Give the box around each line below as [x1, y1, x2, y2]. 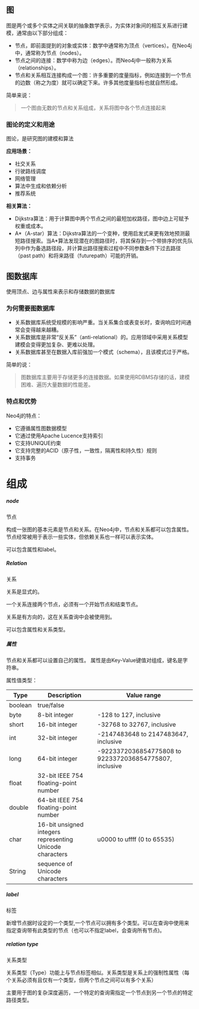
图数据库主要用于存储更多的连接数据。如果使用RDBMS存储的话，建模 [20, 373, 190, 381]
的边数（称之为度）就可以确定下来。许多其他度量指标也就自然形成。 [14, 79, 181, 86]
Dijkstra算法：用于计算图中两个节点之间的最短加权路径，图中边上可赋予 [14, 215, 190, 222]
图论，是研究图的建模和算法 [6, 135, 74, 142]
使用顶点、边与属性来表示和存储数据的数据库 [6, 288, 115, 295]
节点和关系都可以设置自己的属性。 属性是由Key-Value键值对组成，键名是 [6, 656, 183, 663]
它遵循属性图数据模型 [14, 424, 67, 432]
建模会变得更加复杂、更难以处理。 [14, 341, 98, 348]
